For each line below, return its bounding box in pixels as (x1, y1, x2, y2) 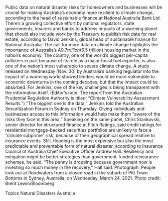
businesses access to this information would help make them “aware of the (5, 111, 160, 117)
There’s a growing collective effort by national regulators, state (5, 20, 134, 26)
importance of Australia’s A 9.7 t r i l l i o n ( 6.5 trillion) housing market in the (5, 47, 149, 53)
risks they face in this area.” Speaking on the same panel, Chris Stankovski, (5, 117, 161, 122)
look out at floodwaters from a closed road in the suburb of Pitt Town (5, 170, 148, 175)
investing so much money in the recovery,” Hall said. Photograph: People (5, 164, 155, 170)
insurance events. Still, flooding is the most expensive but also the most (5, 138, 153, 144)
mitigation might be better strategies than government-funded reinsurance (5, 154, 159, 160)
